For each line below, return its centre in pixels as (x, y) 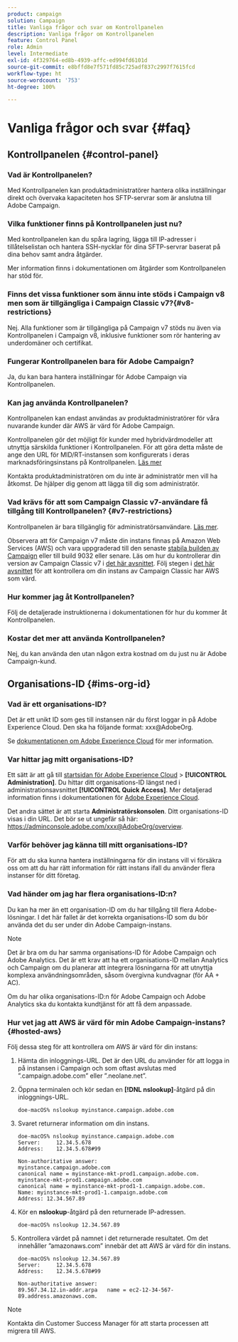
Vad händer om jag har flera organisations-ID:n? (92, 894)
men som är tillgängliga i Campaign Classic (83, 303)
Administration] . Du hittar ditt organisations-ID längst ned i (94, 782)
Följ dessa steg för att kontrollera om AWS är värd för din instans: (103, 1047)
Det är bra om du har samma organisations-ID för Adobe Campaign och (112, 952)
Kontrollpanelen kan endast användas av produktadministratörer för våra (114, 418)
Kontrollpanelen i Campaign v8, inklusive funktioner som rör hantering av (114, 335)
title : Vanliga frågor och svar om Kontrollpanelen (85, 27)
